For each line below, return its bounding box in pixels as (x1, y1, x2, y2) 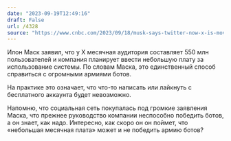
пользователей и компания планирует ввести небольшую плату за (7, 56, 204, 64)
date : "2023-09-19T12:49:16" (7, 10, 91, 17)
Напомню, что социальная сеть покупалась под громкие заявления (7, 104, 208, 112)
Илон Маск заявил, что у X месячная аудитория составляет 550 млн (7, 48, 210, 56)
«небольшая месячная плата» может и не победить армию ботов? (7, 126, 204, 134)
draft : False (7, 17, 45, 23)
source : (7, 29, 30, 36)
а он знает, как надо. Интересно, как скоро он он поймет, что (7, 118, 188, 127)
